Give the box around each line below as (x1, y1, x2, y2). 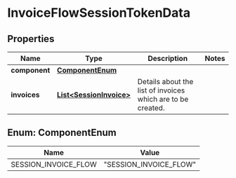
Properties (7, 33, 55, 45)
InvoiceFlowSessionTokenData (7, 5, 191, 21)
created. (137, 103, 165, 113)
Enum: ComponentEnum (7, 127, 117, 139)
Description (147, 54, 188, 63)
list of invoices (137, 85, 185, 95)
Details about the (137, 77, 194, 86)
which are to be (137, 95, 189, 104)
